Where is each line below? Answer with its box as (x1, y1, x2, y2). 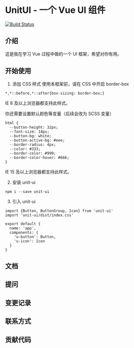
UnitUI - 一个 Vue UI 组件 (5, 4, 106, 16)
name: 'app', (9, 226, 36, 231)
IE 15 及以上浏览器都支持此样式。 (5, 169, 72, 175)
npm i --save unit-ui (5, 189, 50, 194)
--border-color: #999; (9, 150, 56, 156)
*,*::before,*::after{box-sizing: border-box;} (5, 91, 105, 96)
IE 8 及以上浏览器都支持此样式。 (5, 100, 70, 106)
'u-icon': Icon (14, 239, 45, 244)
